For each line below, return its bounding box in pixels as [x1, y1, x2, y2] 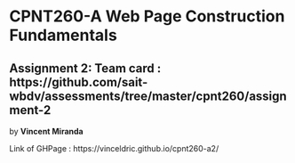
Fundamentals [9, 25, 117, 45]
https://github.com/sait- [9, 74, 148, 90]
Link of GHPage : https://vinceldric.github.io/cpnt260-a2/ [9, 143, 219, 153]
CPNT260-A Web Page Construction [9, 6, 285, 27]
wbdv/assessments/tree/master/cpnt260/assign [9, 88, 287, 103]
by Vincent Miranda [9, 126, 84, 136]
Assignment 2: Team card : [9, 61, 162, 76]
